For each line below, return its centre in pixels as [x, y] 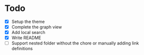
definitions [22, 49]
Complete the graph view [37, 27]
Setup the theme [28, 22]
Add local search [28, 33]
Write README [26, 38]
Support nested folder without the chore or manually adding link [75, 43]
